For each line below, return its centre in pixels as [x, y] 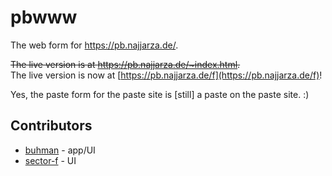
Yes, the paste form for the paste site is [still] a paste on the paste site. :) [160, 94]
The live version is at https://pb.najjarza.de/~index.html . [125, 64]
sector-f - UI [50, 160]
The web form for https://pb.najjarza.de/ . [94, 45]
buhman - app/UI [60, 150]
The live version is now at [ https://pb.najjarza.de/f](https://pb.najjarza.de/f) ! [166, 75]
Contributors [51, 126]
